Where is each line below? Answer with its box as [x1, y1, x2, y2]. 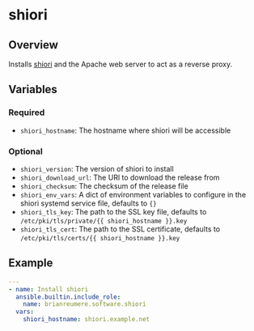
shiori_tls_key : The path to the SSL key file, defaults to [19, 206, 207, 216]
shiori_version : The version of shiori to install [19, 163, 174, 173]
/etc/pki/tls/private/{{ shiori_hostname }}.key [19, 217, 188, 225]
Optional [8, 146, 43, 157]
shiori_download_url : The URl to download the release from [19, 172, 220, 182]
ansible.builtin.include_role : [15, 293, 121, 301]
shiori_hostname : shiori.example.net [23, 316, 150, 324]
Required [8, 107, 45, 118]
